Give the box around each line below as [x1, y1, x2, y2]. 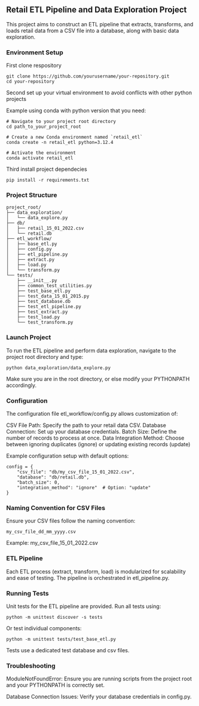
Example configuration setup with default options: [6, 452, 129, 459]
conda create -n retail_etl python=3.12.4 [6, 140, 114, 146]
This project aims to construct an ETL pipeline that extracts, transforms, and [6, 20, 194, 27]
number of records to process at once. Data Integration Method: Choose [6, 434, 185, 441]
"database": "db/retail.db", [17, 474, 90, 480]
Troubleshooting [6, 661, 56, 670]
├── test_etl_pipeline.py [17, 304, 82, 310]
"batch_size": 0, [17, 480, 60, 486]
